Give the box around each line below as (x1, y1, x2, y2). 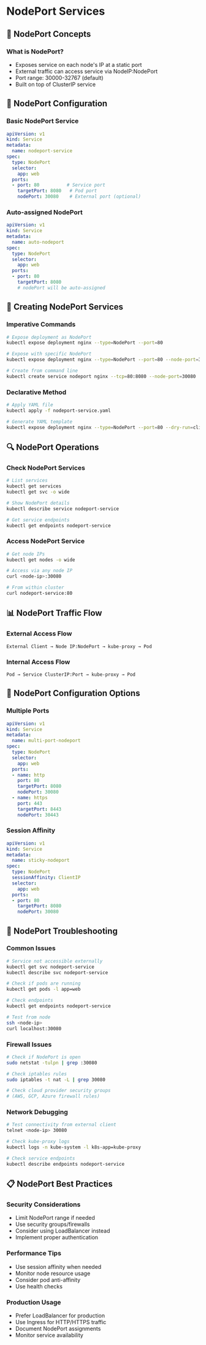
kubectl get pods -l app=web (6, 986, 81, 993)
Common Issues (6, 944, 56, 953)
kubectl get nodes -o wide (6, 557, 75, 563)
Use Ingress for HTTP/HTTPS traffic (15, 1318, 107, 1325)
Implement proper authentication (15, 1234, 99, 1241)
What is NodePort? (6, 47, 64, 56)
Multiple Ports (6, 707, 50, 715)
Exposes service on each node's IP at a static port (15, 61, 142, 68)
